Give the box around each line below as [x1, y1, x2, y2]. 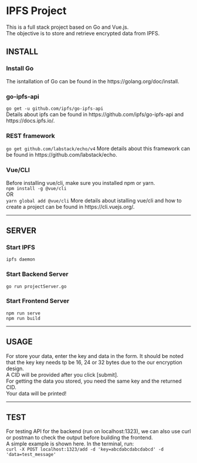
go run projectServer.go [6, 283, 67, 289]
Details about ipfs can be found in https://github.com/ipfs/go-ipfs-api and [6, 110, 184, 118]
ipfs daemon [6, 256, 35, 262]
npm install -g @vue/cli [6, 185, 67, 191]
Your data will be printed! [6, 390, 67, 397]
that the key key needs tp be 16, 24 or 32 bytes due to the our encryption [6, 359, 183, 366]
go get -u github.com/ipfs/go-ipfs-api [6, 106, 104, 111]
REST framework [6, 131, 56, 140]
